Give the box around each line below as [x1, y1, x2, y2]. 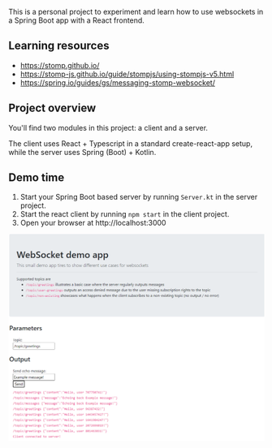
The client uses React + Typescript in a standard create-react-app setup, [8, 138, 253, 149]
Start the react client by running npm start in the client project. [19, 209, 230, 219]
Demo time [8, 170, 65, 185]
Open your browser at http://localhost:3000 [19, 218, 166, 228]
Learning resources [8, 39, 110, 53]
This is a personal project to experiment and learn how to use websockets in [8, 7, 264, 16]
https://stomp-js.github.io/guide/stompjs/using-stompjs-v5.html [19, 69, 235, 79]
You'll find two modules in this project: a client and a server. [8, 123, 209, 132]
